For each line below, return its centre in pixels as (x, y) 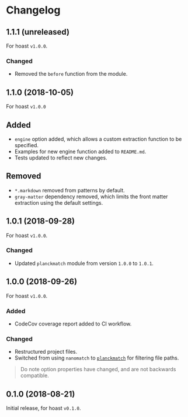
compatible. (35, 375)
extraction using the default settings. (59, 202)
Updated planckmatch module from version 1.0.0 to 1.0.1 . (84, 263)
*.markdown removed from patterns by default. (69, 190)
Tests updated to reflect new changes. (61, 157)
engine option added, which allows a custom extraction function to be (98, 139)
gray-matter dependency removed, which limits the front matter (91, 196)
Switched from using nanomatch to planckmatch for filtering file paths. (97, 358)
